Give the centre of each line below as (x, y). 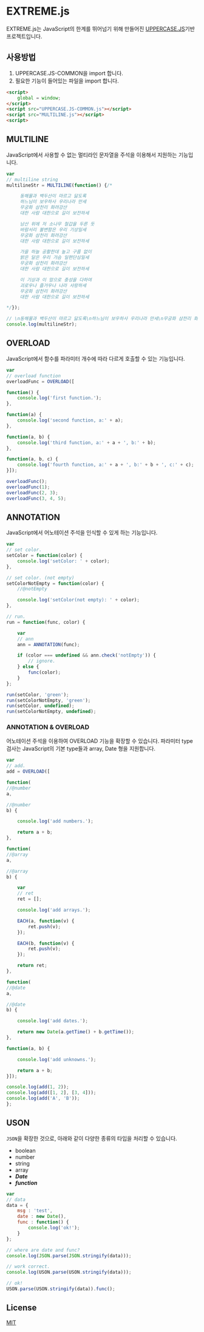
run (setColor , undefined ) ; (40, 706)
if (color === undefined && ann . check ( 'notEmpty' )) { (87, 655)
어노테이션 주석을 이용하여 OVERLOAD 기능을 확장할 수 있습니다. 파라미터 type (100, 741)
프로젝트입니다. (24, 36)
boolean (25, 1150)
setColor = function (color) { (45, 556)
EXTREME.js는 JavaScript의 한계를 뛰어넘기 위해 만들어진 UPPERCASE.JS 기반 (101, 29)
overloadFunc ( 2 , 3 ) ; (32, 493)
